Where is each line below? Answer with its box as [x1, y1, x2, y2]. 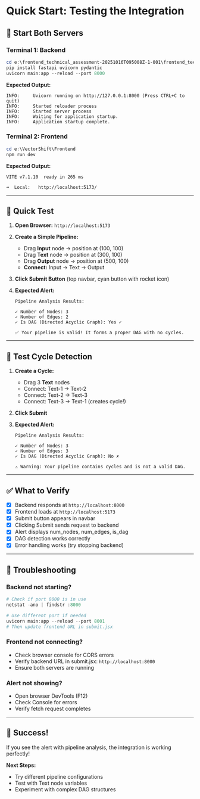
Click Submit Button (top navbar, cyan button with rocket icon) [14, 275, 170, 282]
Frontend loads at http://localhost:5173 [14, 508, 116, 515]
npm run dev [6, 151, 36, 157]
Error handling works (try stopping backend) [14, 542, 124, 549]
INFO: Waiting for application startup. [6, 113, 118, 120]
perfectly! [6, 750, 30, 757]
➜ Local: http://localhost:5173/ [6, 184, 97, 190]
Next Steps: [6, 761, 36, 769]
